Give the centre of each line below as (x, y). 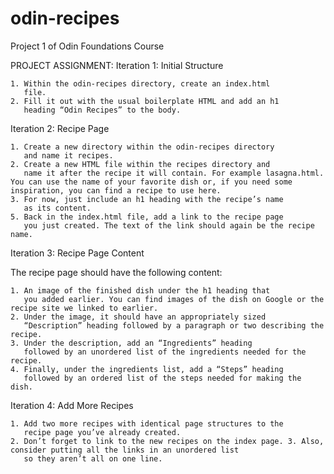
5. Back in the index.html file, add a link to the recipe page (147, 217)
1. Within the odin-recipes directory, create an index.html (140, 83)
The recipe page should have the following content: (116, 272)
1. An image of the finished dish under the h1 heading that (140, 290)
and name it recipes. (68, 155)
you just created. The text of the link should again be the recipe (169, 225)
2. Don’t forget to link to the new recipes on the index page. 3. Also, (167, 441)
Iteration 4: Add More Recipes (72, 405)
